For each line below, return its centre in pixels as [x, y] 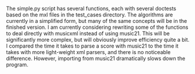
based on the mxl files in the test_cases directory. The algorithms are [90, 15]
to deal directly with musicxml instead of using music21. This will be [88, 33]
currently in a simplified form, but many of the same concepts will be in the [97, 21]
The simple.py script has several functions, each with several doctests [91, 9]
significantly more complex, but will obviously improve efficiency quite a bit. [98, 40]
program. [17, 65]
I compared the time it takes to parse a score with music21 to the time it [93, 46]
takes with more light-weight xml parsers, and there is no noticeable [88, 52]
